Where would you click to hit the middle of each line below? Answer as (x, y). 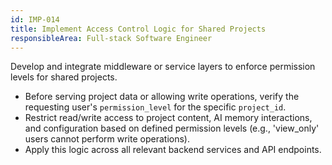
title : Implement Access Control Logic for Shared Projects (138, 29)
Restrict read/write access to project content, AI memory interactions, (168, 118)
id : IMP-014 (35, 19)
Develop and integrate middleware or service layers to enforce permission (163, 67)
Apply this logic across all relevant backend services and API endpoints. (173, 150)
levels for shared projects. (64, 77)
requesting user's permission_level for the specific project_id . (155, 107)
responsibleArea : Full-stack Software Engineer (111, 38)
